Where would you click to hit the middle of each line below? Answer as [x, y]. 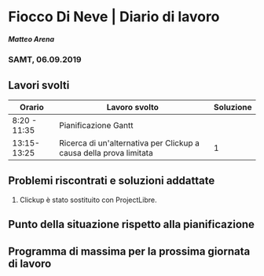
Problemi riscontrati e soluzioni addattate [112, 181]
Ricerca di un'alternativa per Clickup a [129, 143]
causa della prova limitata [106, 153]
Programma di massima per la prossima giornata [129, 251]
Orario [32, 107]
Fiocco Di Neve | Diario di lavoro [114, 17]
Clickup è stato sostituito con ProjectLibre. [88, 200]
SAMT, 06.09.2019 [45, 60]
